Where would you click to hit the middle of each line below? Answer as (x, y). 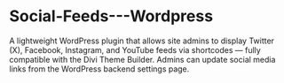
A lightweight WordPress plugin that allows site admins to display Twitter (142, 41)
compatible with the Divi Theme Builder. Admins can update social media (142, 59)
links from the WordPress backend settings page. (99, 69)
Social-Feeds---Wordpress (111, 16)
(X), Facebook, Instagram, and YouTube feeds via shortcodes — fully (135, 49)
